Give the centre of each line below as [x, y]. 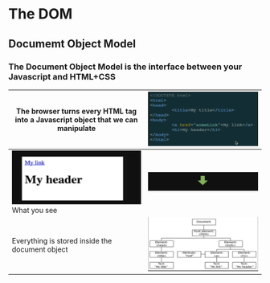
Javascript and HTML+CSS [62, 76]
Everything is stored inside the [62, 240]
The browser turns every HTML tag [76, 111]
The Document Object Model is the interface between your [125, 67]
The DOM [41, 14]
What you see [35, 210]
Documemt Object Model [72, 44]
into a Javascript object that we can [76, 120]
